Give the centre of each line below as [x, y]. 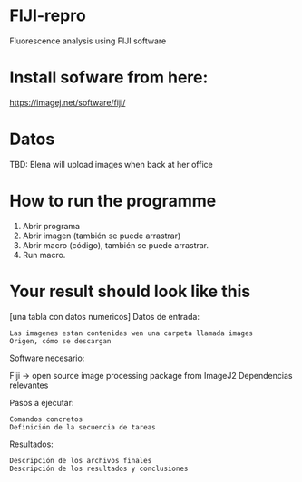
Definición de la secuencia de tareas [83, 427]
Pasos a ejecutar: [42, 402]
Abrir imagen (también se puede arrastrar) [102, 236]
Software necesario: [47, 358]
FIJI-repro [48, 16]
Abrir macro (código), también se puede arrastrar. [116, 245]
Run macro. [44, 255]
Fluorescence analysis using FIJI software [88, 41]
